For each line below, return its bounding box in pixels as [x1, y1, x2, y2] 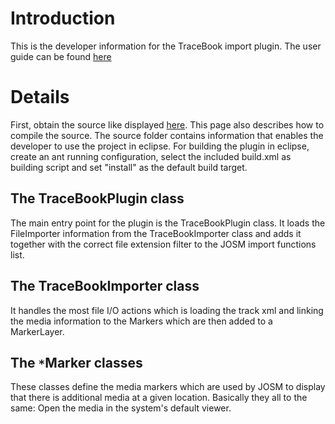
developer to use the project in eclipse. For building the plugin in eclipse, [10, 140, 310, 152]
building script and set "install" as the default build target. [10, 161, 248, 173]
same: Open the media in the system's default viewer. [10, 402, 232, 414]
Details [10, 86, 70, 109]
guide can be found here [10, 50, 112, 62]
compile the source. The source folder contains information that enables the [10, 129, 324, 141]
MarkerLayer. [10, 325, 65, 337]
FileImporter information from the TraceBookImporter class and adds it [10, 227, 302, 239]
